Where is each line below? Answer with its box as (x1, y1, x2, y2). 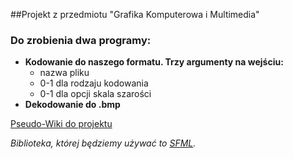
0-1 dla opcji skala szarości (39, 88, 152, 100)
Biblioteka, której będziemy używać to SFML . (10, 137, 197, 149)
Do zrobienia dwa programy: (10, 33, 152, 47)
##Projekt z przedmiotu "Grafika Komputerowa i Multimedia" (10, 9, 260, 20)
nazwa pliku (39, 67, 90, 79)
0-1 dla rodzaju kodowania (39, 77, 149, 89)
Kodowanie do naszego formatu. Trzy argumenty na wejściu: (24, 56, 284, 68)
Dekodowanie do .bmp (24, 99, 121, 111)
